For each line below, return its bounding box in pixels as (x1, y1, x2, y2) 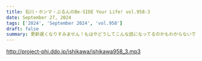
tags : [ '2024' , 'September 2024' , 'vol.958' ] (6, 20, 122, 26)
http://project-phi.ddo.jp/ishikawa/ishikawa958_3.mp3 (6, 48, 141, 55)
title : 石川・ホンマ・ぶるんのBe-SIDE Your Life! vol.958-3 (6, 8, 151, 15)
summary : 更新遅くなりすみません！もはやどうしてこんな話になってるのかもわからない (6, 31, 192, 37)
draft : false (6, 25, 39, 32)
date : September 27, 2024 (6, 14, 71, 21)
